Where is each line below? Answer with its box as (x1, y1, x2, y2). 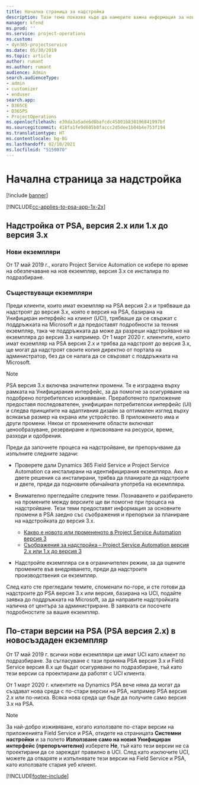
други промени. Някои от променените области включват (6, 420, 154, 427)
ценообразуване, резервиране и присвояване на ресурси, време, (6, 426, 174, 433)
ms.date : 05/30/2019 (6, 48, 57, 53)
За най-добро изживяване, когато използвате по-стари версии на (6, 723, 174, 730)
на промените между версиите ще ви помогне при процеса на (14, 498, 175, 505)
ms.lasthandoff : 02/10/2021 (6, 141, 76, 147)
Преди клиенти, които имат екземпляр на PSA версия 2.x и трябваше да (6, 302, 191, 309)
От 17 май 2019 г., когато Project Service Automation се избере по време (6, 261, 188, 268)
